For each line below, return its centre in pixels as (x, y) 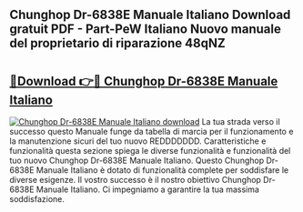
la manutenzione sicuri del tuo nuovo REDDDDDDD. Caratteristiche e (138, 141)
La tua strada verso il (241, 121)
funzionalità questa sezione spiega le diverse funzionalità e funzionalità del (150, 151)
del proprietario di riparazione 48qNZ (117, 43)
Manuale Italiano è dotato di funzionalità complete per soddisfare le (162, 170)
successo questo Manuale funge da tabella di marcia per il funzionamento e (151, 131)
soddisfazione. (37, 199)
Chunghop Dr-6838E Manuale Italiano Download (150, 15)
